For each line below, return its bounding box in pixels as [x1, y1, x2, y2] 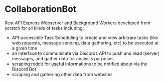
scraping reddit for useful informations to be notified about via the [11, 61, 148, 67]
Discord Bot [11, 66, 36, 72]
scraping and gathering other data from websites [11, 71, 113, 77]
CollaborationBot [4, 3, 77, 15]
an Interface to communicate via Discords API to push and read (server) [11, 50, 160, 56]
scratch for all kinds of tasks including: [4, 25, 84, 31]
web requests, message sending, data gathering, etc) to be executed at [11, 40, 159, 45]
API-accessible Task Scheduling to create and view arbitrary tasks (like [11, 35, 158, 41]
